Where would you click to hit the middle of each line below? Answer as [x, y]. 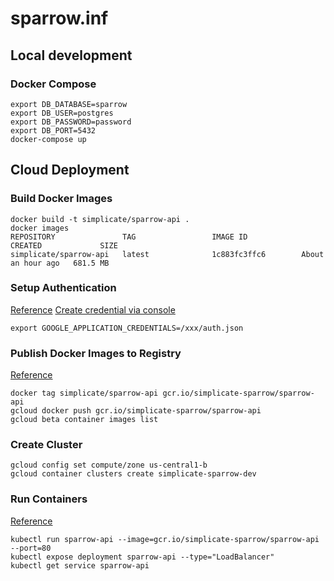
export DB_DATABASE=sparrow [69, 104]
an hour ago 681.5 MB [60, 263]
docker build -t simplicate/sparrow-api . [100, 219]
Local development [71, 55]
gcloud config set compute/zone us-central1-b [109, 465]
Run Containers [49, 499]
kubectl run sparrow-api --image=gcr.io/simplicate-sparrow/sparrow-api [165, 539]
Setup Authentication [63, 288]
